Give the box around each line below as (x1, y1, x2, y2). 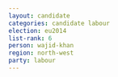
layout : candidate (8, 11, 70, 20)
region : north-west (8, 49, 74, 57)
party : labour (8, 57, 57, 65)
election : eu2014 (8, 26, 67, 34)
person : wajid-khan (8, 42, 74, 50)
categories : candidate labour (8, 19, 111, 27)
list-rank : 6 (8, 34, 53, 43)
